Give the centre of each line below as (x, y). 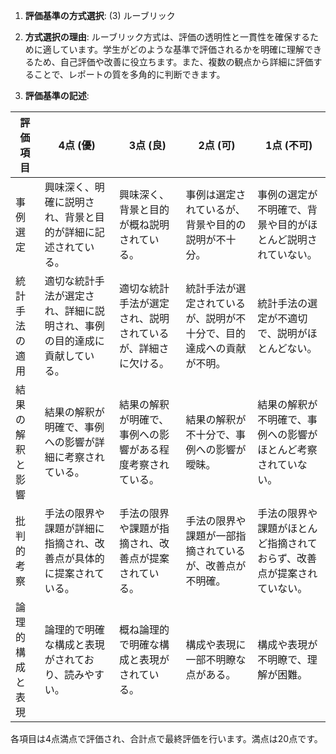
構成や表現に (216, 644)
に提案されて (74, 573)
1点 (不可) (289, 145)
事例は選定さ (216, 194)
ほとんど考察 (287, 449)
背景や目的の (216, 224)
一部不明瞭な (216, 659)
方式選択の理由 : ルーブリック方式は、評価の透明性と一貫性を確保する (167, 37)
